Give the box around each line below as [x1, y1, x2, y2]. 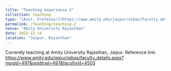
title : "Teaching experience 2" [5, 7, 74, 13]
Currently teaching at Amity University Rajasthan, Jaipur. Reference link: [5, 49, 157, 55]
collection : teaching [5, 12, 51, 17]
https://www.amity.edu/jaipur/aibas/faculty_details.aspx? [5, 54, 124, 60]
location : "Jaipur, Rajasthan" [5, 36, 72, 41]
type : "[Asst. [5, 17, 36, 22]
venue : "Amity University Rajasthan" [5, 26, 85, 31]
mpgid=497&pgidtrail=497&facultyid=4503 [5, 60, 96, 66]
